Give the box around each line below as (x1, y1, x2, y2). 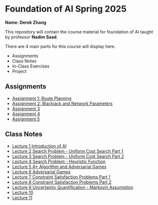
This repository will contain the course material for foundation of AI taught (5, 29, 153, 34)
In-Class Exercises (12, 63, 50, 69)
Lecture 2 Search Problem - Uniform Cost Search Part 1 (12, 148, 123, 154)
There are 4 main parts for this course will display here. (5, 43, 116, 49)
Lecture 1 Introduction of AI (12, 143, 67, 149)
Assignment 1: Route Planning (12, 95, 72, 101)
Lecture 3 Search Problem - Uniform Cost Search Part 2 (12, 153, 124, 159)
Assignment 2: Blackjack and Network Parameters (12, 101, 113, 106)
